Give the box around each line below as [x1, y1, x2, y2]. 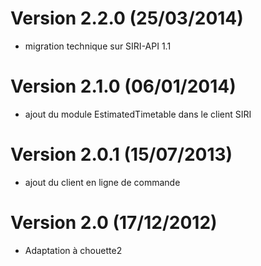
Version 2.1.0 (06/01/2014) [10, 75, 237, 98]
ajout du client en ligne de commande [24, 176, 181, 188]
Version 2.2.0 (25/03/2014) [10, 7, 244, 30]
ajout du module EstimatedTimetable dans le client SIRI [24, 108, 252, 120]
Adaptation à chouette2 [24, 244, 123, 256]
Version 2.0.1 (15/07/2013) [10, 143, 233, 166]
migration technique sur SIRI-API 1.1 [24, 40, 172, 52]
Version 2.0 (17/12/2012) [10, 212, 218, 234]
